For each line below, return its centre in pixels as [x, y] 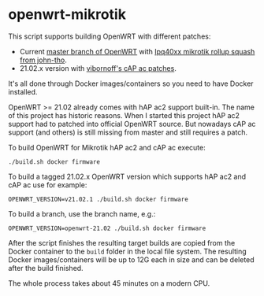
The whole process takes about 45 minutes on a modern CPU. [109, 283]
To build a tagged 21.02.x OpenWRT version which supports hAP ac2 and [127, 176]
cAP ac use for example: [48, 185]
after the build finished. [46, 268]
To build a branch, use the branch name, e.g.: [82, 213]
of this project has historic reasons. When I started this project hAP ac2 [124, 115]
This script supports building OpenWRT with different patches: [110, 36]
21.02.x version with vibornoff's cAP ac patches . [98, 68]
